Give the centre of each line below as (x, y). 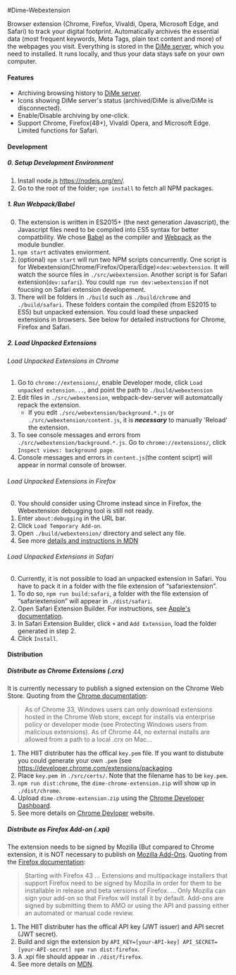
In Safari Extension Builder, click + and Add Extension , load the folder (117, 623)
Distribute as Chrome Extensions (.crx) (66, 670)
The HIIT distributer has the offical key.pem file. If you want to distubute (120, 753)
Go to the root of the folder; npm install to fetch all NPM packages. (115, 188)
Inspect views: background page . (66, 450)
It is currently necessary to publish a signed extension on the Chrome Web (116, 688)
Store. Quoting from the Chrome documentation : (77, 696)
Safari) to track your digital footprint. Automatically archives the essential (113, 31)
